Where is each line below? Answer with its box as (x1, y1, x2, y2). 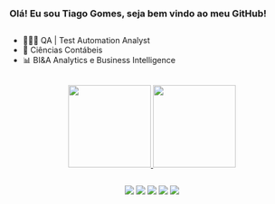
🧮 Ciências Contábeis (22, 44, 103, 56)
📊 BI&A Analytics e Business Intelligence (22, 55, 176, 66)
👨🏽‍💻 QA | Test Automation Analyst (22, 35, 151, 46)
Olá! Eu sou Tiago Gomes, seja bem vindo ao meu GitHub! (9, 7, 267, 20)
